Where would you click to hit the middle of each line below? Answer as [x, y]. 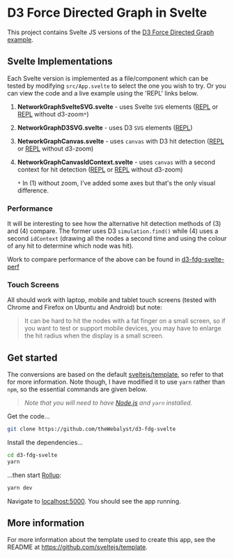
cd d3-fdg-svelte [32, 455]
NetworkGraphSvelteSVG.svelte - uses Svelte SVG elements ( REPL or [118, 107]
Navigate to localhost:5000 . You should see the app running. [94, 501]
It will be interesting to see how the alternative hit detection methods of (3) [114, 224]
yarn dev [20, 488]
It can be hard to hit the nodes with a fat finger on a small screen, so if [125, 321]
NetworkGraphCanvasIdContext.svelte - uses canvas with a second [116, 162]
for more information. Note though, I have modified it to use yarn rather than [116, 382]
